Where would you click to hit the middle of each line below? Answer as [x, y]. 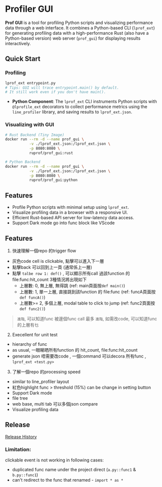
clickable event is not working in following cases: [54, 460]
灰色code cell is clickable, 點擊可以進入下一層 [58, 261]
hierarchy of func [30, 344]
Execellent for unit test [35, 334]
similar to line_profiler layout [41, 382]
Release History [21, 436]
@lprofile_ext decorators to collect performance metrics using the [80, 107]
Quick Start [23, 59]
